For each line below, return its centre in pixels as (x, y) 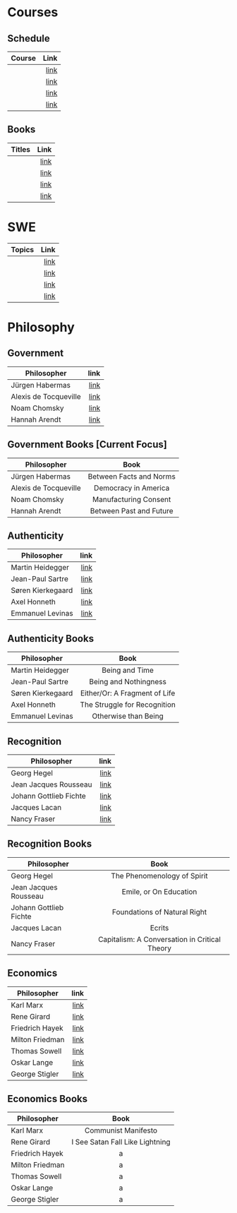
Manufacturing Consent (132, 499)
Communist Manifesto (121, 1130)
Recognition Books (50, 844)
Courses (33, 12)
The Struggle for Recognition (128, 705)
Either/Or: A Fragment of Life (128, 693)
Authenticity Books (50, 639)
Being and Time (128, 670)
